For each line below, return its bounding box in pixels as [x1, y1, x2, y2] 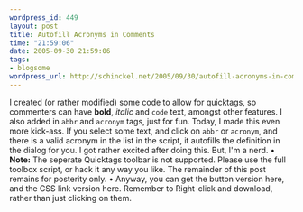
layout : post [9, 22, 59, 31]
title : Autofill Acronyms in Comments [9, 30, 155, 39]
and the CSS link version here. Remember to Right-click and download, [9, 182, 273, 194]
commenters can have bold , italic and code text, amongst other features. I [9, 106, 282, 117]
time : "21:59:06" [9, 38, 75, 48]
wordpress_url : [9, 72, 67, 81]
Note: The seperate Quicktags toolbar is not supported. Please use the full [9, 154, 287, 165]
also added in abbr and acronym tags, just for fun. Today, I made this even [9, 115, 280, 126]
